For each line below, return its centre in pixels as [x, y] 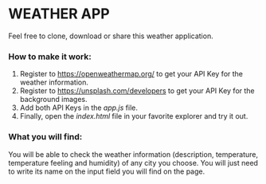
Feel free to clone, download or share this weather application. [111, 36]
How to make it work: [50, 57]
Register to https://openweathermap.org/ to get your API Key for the [131, 74]
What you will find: [45, 137]
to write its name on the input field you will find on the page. [107, 171]
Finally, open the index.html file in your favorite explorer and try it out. [134, 116]
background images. [53, 100]
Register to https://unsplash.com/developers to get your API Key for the [137, 91]
